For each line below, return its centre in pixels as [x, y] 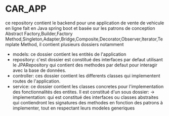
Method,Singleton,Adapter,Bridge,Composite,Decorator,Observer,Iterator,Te [84, 39]
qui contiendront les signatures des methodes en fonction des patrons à [88, 102]
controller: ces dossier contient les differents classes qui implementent [86, 75]
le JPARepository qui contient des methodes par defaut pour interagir [85, 65]
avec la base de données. [39, 70]
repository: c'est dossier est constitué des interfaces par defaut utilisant [88, 59]
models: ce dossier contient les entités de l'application [69, 54]
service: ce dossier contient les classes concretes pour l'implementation [88, 86]
